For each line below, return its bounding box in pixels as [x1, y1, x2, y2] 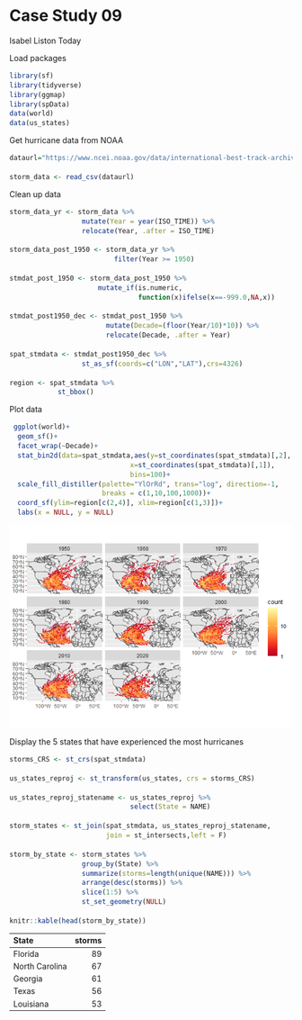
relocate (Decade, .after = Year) [105, 330, 231, 340]
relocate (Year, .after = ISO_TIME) [81, 226, 216, 235]
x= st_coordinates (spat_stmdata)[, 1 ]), [129, 460, 276, 469]
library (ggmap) [9, 90, 67, 99]
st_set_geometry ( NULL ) [81, 898, 167, 907]
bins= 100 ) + [129, 470, 171, 479]
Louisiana [13, 998, 49, 1009]
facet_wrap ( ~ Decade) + [17, 442, 99, 451]
